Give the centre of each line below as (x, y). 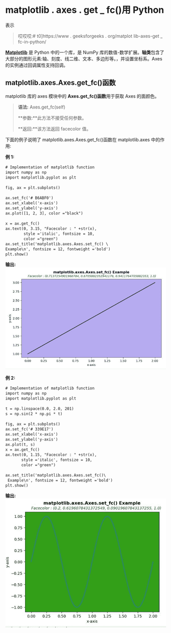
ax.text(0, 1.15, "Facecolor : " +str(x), (51, 455)
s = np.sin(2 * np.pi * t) (34, 414)
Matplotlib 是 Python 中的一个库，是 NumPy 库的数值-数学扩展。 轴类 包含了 (85, 52)
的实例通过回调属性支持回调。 (36, 65)
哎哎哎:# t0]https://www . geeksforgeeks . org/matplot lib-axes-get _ (90, 36)
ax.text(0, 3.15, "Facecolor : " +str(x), (51, 228)
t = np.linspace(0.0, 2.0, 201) (40, 409)
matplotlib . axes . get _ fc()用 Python (85, 10)
